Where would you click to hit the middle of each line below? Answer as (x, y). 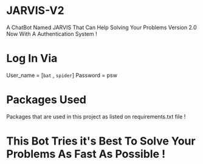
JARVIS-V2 (36, 11)
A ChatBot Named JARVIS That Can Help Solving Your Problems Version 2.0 (102, 27)
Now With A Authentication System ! (52, 33)
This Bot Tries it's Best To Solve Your (101, 141)
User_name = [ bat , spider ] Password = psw (62, 75)
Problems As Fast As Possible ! (86, 154)
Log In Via (32, 59)
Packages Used (46, 100)
